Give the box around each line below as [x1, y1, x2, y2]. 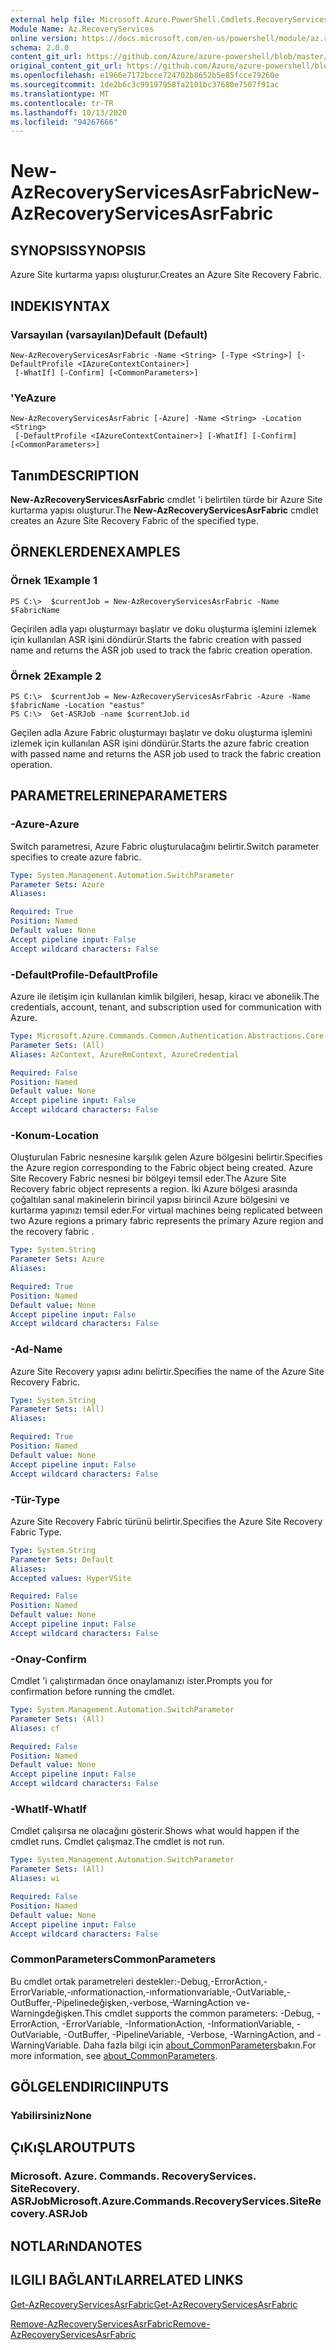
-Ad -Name [10, 1342, 63, 1356]
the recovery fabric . [10, 1226, 95, 1238]
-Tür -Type [10, 1492, 60, 1506]
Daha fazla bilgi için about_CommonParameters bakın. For [83, 2039, 317, 2051]
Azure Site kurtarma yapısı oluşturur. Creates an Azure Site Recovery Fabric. [10, 269, 322, 281]
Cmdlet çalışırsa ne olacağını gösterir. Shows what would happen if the [10, 1825, 300, 1837]
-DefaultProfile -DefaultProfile [10, 967, 158, 981]
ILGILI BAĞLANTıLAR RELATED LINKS [10, 2272, 244, 2289]
